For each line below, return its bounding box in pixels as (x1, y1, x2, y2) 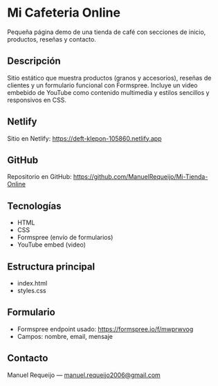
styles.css (17, 286, 46, 295)
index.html (17, 279, 48, 287)
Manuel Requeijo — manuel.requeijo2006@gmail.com (7, 371, 161, 379)
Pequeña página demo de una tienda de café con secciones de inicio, (7, 28, 206, 36)
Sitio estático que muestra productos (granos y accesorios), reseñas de (7, 73, 212, 82)
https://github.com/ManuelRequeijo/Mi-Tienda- (73, 173, 208, 181)
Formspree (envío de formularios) (17, 234, 113, 242)
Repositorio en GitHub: (7, 173, 72, 181)
